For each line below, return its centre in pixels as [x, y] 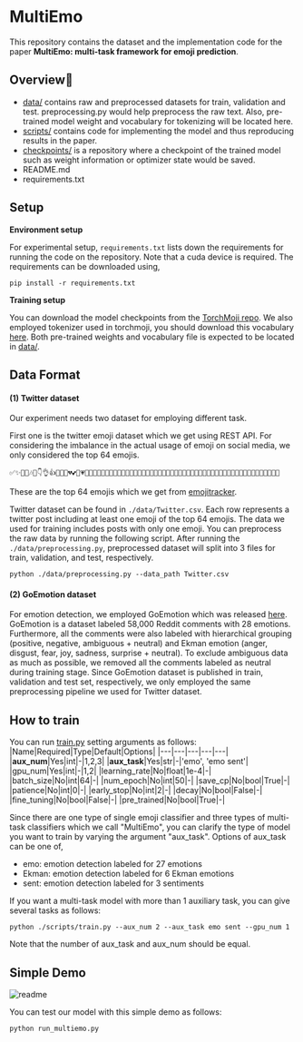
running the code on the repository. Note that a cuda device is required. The [151, 257]
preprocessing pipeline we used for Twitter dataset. [106, 692]
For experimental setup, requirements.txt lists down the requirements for [147, 247]
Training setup [38, 300]
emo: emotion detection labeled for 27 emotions [112, 864]
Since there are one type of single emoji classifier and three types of [137, 818]
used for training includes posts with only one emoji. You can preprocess [146, 529]
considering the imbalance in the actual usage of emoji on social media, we [150, 446]
